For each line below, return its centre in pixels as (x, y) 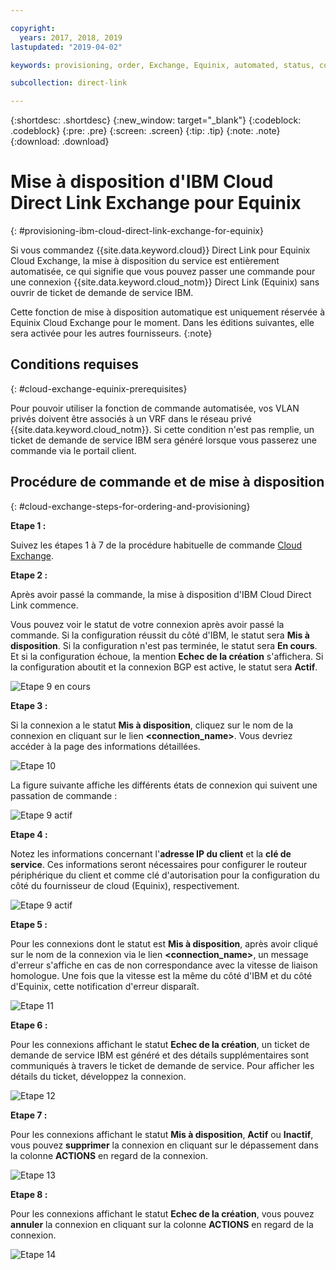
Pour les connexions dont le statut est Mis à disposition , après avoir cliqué (164, 943)
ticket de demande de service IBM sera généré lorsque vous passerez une (163, 440)
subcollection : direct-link (69, 83)
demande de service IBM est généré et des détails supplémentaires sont (159, 1055)
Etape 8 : (29, 1194)
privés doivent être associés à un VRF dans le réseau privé (131, 418)
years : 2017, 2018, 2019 (71, 37)
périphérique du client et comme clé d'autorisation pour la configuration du (165, 875)
